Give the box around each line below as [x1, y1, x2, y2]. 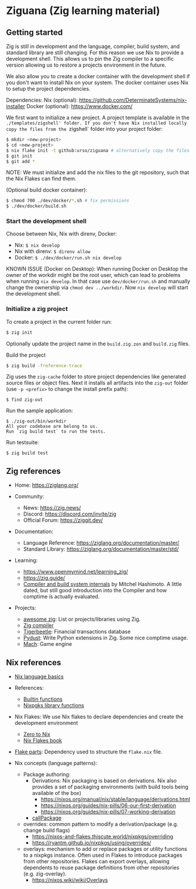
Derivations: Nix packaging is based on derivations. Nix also [32, 777, 177, 784]
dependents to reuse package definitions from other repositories [23, 864, 180, 871]
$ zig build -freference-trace [6, 362, 82, 369]
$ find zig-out [6, 397, 43, 403]
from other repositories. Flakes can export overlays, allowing [23, 858, 170, 865]
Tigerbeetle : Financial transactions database [23, 628, 131, 635]
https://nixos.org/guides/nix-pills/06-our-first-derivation [40, 802, 177, 809]
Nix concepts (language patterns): [14, 760, 98, 767]
